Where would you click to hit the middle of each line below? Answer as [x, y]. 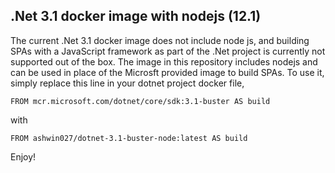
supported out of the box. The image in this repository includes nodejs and [164, 61]
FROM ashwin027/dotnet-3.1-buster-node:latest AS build [129, 138]
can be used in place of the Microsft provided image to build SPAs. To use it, [167, 72]
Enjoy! [23, 156]
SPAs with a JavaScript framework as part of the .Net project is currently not [168, 51]
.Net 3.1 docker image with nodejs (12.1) [136, 16]
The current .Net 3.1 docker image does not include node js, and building [160, 40]
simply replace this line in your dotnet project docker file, [127, 83]
